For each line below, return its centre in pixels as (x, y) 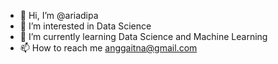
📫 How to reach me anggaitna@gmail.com (108, 48)
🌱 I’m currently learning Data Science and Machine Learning (143, 36)
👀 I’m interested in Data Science (85, 26)
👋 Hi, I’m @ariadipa (59, 15)
